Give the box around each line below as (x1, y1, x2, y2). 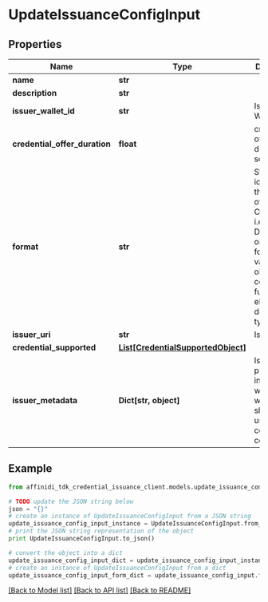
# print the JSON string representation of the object (8, 527, 195, 536)
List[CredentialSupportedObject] (118, 342, 246, 353)
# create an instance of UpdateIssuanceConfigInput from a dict (8, 564, 227, 572)
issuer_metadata (12, 395, 78, 406)
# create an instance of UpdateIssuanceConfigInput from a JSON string (8, 513, 251, 521)
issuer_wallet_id (12, 105, 76, 117)
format (12, 241, 39, 252)
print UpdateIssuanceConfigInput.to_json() (8, 535, 156, 543)
